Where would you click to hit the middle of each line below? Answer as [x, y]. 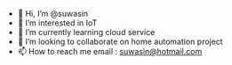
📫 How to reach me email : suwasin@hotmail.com [110, 51]
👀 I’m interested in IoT [57, 23]
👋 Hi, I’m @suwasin [53, 14]
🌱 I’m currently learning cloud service [86, 32]
